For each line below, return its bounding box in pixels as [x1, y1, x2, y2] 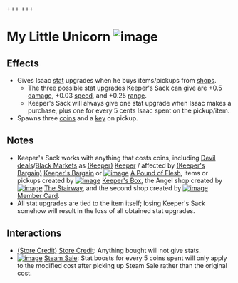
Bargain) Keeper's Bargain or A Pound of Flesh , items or [16, 168, 208, 177]
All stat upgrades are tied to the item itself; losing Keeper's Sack [16, 199, 206, 207]
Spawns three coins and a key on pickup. [16, 114, 138, 122]
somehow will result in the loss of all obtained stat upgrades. [16, 206, 195, 215]
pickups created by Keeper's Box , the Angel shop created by [16, 176, 222, 185]
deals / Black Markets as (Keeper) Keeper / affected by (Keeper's [16, 161, 205, 170]
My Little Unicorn [6, 29, 111, 45]
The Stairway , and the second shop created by [44, 183, 182, 192]
